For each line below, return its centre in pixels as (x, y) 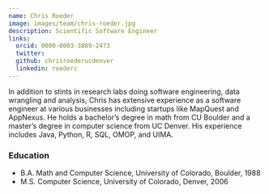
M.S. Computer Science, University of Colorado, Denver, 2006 (124, 182)
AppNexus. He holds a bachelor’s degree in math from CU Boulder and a (130, 117)
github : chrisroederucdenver (65, 61)
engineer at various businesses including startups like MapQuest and (124, 108)
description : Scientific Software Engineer (83, 31)
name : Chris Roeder (41, 16)
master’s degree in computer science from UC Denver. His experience (125, 125)
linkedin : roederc (47, 69)
